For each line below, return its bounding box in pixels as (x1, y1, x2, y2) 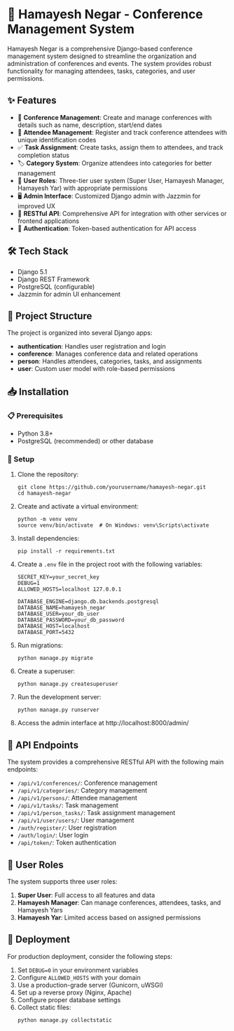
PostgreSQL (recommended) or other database (17, 437, 154, 445)
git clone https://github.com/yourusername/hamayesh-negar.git (17, 484, 207, 491)
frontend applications (17, 217, 79, 225)
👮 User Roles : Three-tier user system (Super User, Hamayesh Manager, (17, 176, 224, 184)
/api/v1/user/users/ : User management (17, 816, 135, 825)
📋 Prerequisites (7, 410, 63, 420)
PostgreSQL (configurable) (17, 282, 95, 290)
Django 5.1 (17, 267, 48, 276)
